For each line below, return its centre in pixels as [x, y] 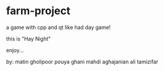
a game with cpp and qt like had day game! [58, 27]
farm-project [38, 11]
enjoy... [15, 50]
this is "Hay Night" [29, 38]
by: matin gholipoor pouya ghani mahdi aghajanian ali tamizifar [82, 62]
